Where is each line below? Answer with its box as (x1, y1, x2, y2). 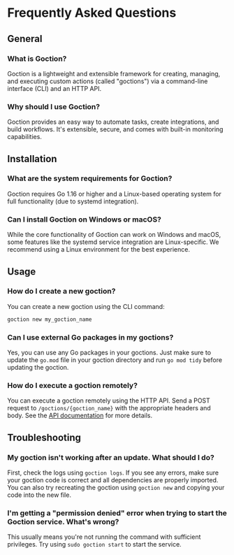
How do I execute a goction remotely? (7, 380, 138, 390)
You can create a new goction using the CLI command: (7, 302, 166, 310)
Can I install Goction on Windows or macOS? (7, 215, 162, 224)
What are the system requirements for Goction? (7, 173, 173, 183)
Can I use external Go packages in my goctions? (7, 332, 174, 342)
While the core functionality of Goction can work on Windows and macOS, (7, 231, 221, 239)
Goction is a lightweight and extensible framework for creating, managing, (7, 69, 221, 78)
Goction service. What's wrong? (7, 517, 119, 526)
